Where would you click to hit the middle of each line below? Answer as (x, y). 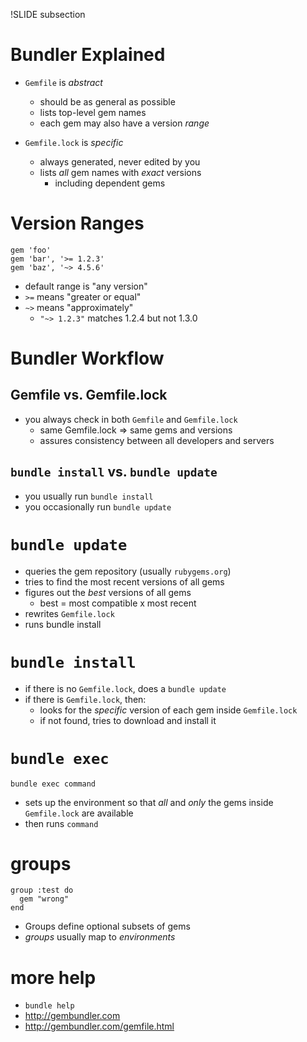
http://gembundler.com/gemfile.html (99, 1026)
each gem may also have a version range (124, 123)
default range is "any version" (86, 286)
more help (53, 977)
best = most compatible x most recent (118, 603)
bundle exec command (53, 784)
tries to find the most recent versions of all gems (124, 581)
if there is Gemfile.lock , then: (85, 699)
